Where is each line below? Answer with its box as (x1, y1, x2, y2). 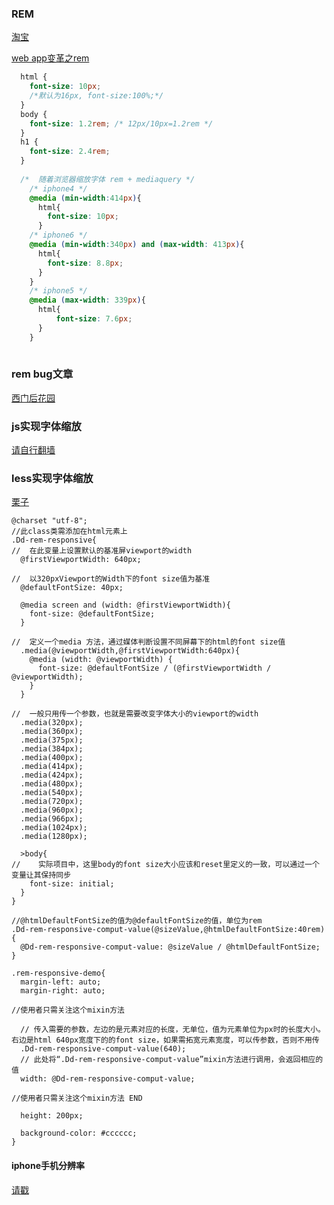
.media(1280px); (20, 832, 88, 842)
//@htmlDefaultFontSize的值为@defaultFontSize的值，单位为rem (11, 916, 263, 926)
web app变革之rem (11, 52, 90, 64)
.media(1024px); (20, 823, 88, 833)
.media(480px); (20, 779, 84, 789)
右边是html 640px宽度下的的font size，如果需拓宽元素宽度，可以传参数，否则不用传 (11, 1035, 320, 1046)
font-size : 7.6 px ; (55, 314, 133, 324)
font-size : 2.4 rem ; (29, 147, 111, 157)
